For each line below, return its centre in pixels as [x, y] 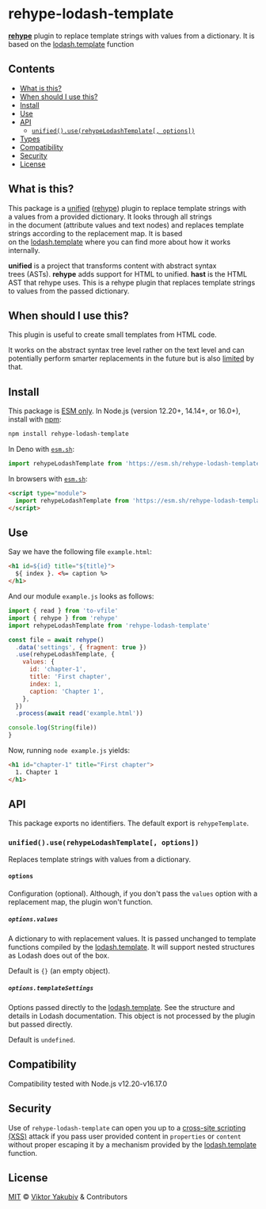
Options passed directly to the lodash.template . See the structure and [122, 1007]
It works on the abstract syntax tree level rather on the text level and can [126, 350]
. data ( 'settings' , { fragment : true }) [81, 647]
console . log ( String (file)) [53, 728]
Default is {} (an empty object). [59, 970]
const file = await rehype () [56, 640]
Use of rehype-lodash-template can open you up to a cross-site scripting [127, 1127]
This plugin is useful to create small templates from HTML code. [113, 335]
